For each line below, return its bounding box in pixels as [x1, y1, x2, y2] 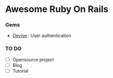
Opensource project [12, 56, 54, 62]
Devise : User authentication [12, 32, 71, 38]
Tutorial [12, 67, 29, 73]
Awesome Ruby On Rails [5, 3, 109, 15]
